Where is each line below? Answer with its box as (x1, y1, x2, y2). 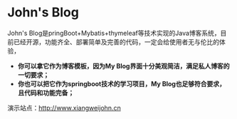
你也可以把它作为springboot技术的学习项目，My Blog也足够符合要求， (17, 79, 226, 88)
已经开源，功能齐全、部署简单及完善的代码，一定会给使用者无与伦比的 (13, 37, 219, 46)
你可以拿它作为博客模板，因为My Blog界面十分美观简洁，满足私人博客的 (17, 61, 230, 70)
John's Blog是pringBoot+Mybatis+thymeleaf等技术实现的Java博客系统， (7, 29, 221, 37)
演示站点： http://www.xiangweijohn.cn (7, 103, 121, 112)
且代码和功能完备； (17, 88, 75, 97)
